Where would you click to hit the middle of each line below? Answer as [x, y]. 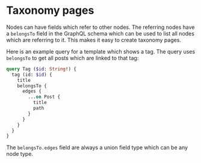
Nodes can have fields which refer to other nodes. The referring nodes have [100, 27]
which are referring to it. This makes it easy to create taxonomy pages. [94, 40]
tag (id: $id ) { [32, 75]
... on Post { [44, 97]
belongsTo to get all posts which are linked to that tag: [73, 58]
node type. [20, 154]
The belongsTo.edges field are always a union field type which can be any [97, 147]
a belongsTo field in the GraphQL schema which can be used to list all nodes [100, 33]
